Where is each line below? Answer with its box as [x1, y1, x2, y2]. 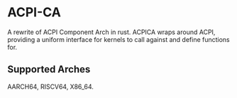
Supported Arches [7, 63, 91, 75]
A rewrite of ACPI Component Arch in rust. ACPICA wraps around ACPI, [7, 28, 216, 36]
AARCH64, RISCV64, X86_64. [7, 82, 94, 91]
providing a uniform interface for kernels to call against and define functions [7, 35, 231, 43]
